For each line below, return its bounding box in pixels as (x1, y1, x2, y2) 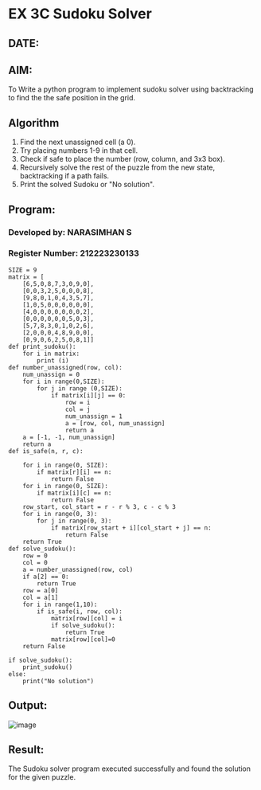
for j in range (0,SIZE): (37, 384, 123, 393)
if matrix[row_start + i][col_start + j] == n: (50, 523, 212, 532)
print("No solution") (22, 677, 94, 685)
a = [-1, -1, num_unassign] (22, 433, 115, 441)
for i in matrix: (22, 350, 80, 358)
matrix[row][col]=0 (50, 635, 115, 643)
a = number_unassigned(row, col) (22, 565, 134, 573)
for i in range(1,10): (22, 600, 98, 608)
